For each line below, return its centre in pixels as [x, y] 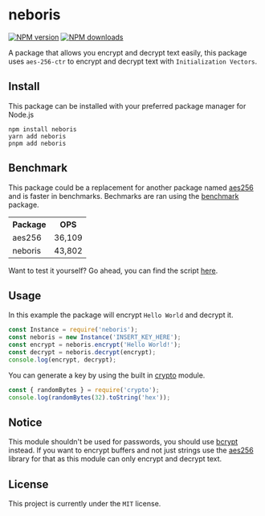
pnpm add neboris [37, 143]
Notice [25, 422]
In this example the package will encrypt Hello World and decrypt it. [121, 315]
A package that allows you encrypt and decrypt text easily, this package [128, 52]
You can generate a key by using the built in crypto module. [107, 375]
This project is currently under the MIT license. [85, 504]
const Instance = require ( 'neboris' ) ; [73, 330]
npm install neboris [43, 129]
